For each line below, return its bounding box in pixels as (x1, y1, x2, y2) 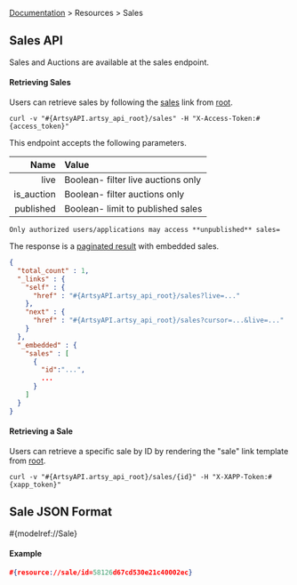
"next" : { (25, 308, 66, 317)
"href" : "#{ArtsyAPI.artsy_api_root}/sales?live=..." (32, 291, 241, 301)
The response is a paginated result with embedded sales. (9, 241, 220, 252)
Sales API (9, 33, 64, 48)
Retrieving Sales (9, 77, 71, 88)
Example (9, 549, 43, 559)
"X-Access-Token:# (192, 115, 261, 124)
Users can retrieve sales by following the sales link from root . (9, 97, 233, 108)
